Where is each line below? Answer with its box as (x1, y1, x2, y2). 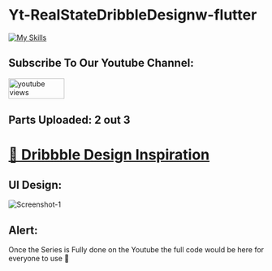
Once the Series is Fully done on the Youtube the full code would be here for (8, 244, 265, 254)
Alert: (8, 223, 38, 237)
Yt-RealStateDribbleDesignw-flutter (8, 6, 257, 24)
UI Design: (8, 177, 63, 192)
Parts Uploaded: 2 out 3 (8, 113, 131, 127)
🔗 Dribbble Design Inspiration (8, 146, 210, 164)
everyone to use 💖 (8, 253, 70, 263)
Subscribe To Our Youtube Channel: (8, 56, 194, 70)
